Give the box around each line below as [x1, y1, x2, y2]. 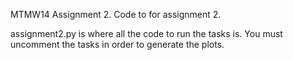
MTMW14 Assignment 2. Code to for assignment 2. [10, 9, 222, 20]
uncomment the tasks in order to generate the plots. [10, 39, 225, 50]
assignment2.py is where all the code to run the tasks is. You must [10, 28, 283, 39]
